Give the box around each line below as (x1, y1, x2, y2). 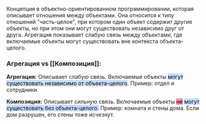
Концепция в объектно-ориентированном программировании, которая (6, 5, 194, 12)
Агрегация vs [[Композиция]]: (6, 59, 102, 68)
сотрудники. (6, 86, 39, 93)
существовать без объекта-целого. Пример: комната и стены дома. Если (6, 104, 199, 112)
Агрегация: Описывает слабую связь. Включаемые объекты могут (6, 73, 184, 81)
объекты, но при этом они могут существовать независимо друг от (6, 24, 185, 32)
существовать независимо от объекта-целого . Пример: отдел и (6, 79, 175, 87)
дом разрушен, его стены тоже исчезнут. (6, 111, 115, 119)
